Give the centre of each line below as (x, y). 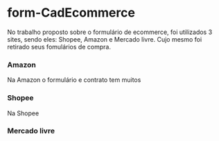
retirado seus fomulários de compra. (59, 47)
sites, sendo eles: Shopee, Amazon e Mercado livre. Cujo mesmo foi (105, 39)
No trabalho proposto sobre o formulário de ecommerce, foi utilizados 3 (110, 32)
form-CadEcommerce (71, 13)
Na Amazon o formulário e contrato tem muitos (74, 80)
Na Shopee (23, 113)
